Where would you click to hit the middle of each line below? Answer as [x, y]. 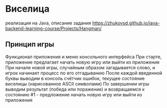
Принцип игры [30, 45]
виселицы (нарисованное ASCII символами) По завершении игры [77, 84]
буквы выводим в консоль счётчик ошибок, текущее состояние [75, 78]
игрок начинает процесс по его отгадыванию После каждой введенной [84, 73]
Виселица [28, 9]
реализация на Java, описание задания [48, 23]
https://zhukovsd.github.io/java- [126, 23]
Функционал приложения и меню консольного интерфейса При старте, [83, 57]
